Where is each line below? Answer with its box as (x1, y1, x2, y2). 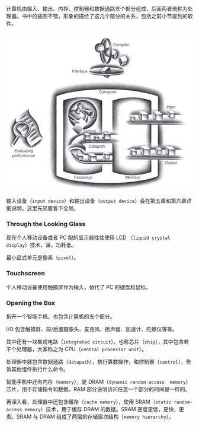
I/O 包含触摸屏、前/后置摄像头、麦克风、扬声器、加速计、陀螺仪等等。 (6, 326, 178, 333)
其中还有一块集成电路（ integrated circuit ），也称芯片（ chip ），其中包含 (6, 338, 184, 345)
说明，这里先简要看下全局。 (11, 205, 79, 212)
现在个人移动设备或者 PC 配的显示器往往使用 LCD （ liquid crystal (6, 234, 171, 241)
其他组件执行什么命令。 (11, 365, 69, 373)
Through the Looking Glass (6, 220, 86, 228)
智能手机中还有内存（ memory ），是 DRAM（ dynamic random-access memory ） (6, 379, 191, 386)
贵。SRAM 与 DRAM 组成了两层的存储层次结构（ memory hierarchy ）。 (6, 413, 175, 420)
